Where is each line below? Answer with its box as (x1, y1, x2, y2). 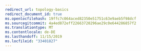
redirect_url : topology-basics (5, 7, 69, 12)
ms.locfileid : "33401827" (5, 39, 58, 44)
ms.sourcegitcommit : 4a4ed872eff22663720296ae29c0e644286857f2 (5, 20, 137, 26)
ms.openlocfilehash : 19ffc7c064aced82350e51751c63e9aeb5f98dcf (5, 16, 137, 21)
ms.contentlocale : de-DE (5, 30, 56, 34)
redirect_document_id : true (5, 12, 62, 17)
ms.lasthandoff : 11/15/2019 (5, 34, 62, 39)
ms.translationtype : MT (5, 25, 54, 30)
